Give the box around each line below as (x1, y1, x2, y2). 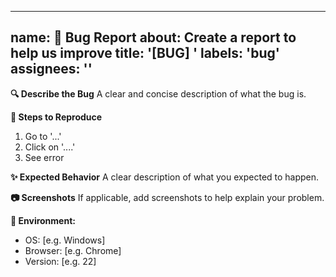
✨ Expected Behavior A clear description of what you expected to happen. (10, 171, 320, 183)
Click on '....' (24, 141, 76, 153)
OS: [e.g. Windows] (24, 234, 106, 246)
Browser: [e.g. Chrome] (24, 244, 122, 256)
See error (24, 151, 65, 163)
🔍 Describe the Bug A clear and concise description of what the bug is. (10, 87, 307, 100)
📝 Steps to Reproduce (10, 111, 103, 123)
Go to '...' (24, 130, 62, 142)
